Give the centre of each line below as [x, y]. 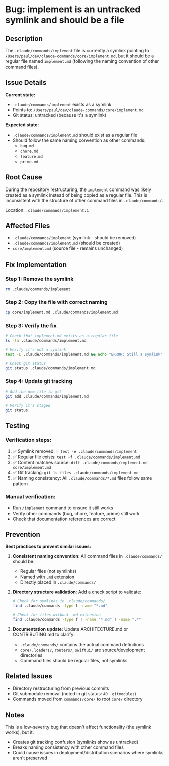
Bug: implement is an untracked [73, 9]
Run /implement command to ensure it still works [63, 508]
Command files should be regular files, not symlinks [74, 660]
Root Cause [24, 177]
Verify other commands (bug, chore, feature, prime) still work [76, 513]
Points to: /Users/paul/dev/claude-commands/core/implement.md [78, 110]
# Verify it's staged [28, 405]
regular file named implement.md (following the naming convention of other [82, 61]
